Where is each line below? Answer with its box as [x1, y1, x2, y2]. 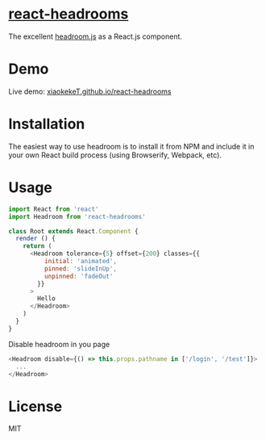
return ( [23, 242, 52, 250]
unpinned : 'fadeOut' [44, 272, 114, 280]
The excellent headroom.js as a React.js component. [8, 31, 183, 41]
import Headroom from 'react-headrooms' [8, 212, 147, 220]
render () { [15, 235, 56, 243]
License [8, 397, 63, 416]
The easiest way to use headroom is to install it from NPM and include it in [8, 141, 255, 151]
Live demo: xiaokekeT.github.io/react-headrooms [8, 86, 172, 96]
